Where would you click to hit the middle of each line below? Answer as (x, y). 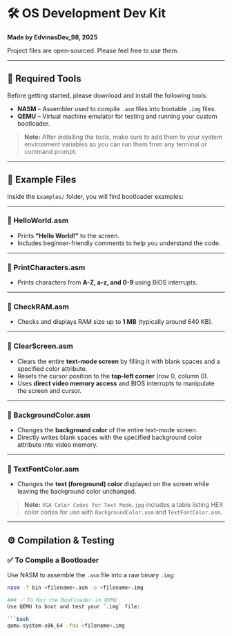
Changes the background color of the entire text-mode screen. (107, 430)
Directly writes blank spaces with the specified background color (109, 437)
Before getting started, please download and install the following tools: (108, 95)
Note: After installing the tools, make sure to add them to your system (123, 137)
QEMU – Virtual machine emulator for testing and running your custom (117, 116)
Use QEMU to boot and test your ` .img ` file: (74, 606)
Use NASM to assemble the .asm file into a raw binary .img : (91, 575)
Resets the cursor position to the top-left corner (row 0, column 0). (113, 376)
